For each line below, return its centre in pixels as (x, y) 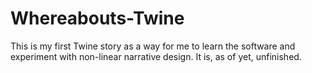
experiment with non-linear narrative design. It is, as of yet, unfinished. (156, 56)
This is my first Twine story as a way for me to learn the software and (153, 46)
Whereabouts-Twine (97, 18)
